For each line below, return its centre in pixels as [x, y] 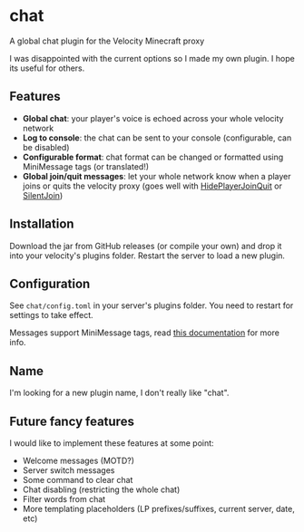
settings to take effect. [51, 315]
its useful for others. [47, 68]
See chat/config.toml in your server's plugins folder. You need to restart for [152, 305]
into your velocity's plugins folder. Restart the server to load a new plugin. [147, 256]
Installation [42, 224]
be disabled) [46, 147]
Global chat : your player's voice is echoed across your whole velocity [153, 118]
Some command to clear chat [78, 480]
